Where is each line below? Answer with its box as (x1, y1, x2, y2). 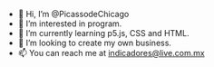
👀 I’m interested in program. (17, 18, 122, 29)
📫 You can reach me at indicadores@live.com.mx (17, 48, 206, 58)
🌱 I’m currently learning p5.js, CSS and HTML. (17, 28, 190, 38)
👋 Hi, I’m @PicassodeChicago (17, 9, 130, 19)
